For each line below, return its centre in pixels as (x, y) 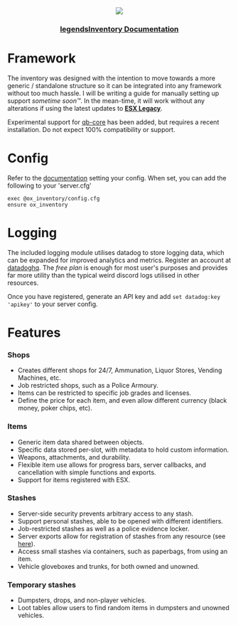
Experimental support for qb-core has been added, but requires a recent (113, 122)
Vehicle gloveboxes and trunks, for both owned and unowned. (108, 566)
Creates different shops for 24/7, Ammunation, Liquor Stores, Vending (120, 370)
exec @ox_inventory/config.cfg (54, 198)
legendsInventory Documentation (119, 29)
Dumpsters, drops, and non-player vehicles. (82, 600)
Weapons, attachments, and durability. (74, 457)
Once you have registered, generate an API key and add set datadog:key (114, 296)
